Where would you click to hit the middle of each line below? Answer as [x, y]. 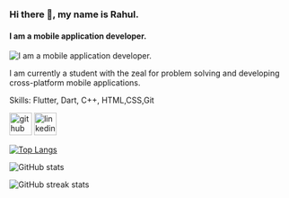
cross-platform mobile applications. [75, 83]
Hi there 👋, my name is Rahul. [74, 14]
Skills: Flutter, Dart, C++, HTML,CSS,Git [82, 100]
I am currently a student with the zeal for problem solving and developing [144, 73]
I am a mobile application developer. [78, 36]
